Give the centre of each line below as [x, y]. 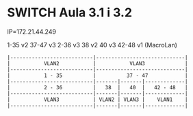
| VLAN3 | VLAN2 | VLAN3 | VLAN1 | [98, 100]
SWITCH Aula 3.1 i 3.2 [69, 13]
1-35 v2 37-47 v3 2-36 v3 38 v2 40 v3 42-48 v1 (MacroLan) [92, 45]
